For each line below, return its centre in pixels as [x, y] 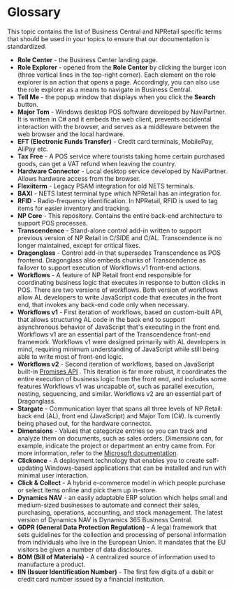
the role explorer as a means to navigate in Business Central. [104, 89]
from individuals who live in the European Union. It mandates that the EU [122, 542]
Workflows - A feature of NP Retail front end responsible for [104, 275]
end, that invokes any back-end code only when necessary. [103, 304]
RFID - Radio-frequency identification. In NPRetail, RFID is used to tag [117, 200]
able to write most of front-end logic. [70, 356]
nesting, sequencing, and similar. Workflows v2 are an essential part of [119, 393]
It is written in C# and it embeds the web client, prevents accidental [114, 119]
